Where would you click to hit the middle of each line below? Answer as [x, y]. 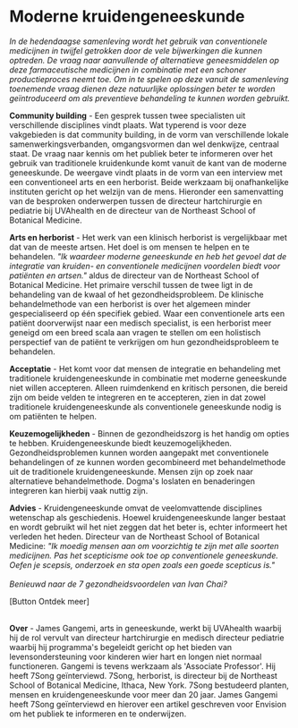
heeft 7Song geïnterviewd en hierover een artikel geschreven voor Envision [148, 704]
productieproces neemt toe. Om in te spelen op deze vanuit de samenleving [149, 79]
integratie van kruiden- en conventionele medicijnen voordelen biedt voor [145, 266]
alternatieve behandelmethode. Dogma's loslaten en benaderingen [132, 481]
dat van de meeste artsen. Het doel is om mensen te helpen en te [130, 247]
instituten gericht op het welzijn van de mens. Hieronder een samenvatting [146, 191]
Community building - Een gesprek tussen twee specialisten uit [128, 115]
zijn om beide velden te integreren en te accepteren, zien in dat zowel [138, 397]
